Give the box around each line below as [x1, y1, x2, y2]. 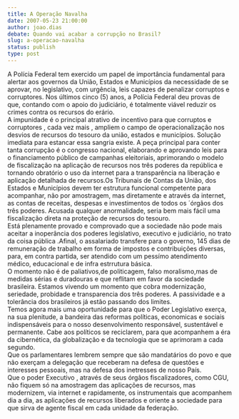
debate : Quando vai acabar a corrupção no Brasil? [7, 30, 161, 38]
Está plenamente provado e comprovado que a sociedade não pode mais [7, 221, 223, 230]
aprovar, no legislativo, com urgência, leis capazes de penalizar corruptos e [7, 85, 230, 94]
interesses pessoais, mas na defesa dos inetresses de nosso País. [7, 365, 202, 374]
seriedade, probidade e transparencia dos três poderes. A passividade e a [7, 290, 225, 298]
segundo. [7, 343, 36, 351]
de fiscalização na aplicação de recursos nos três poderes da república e [7, 161, 223, 169]
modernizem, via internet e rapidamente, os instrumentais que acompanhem [7, 388, 232, 397]
